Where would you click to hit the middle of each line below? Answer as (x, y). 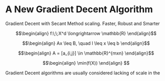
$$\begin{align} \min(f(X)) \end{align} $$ (86, 63)
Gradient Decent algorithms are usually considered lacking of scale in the (83, 73)
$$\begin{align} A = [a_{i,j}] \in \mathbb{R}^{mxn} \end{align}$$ (86, 53)
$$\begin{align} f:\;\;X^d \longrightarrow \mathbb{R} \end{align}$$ (86, 33)
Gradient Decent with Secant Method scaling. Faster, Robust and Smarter (83, 23)
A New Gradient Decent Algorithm (79, 9)
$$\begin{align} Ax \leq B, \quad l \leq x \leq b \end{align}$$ (86, 43)
